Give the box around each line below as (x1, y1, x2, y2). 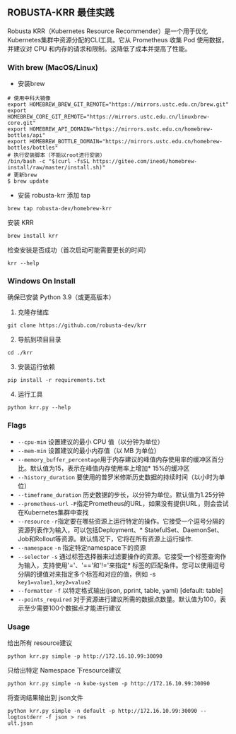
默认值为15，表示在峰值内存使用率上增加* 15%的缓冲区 (30, 464, 190, 472)
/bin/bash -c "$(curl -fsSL (7, 158, 90, 165)
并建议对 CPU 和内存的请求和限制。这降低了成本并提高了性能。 (7, 44, 191, 53)
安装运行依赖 (17, 363, 55, 371)
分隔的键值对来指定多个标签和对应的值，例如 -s (17, 570, 156, 578)
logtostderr (7, 714, 42, 721)
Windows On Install (7, 276, 76, 286)
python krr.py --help (7, 404, 71, 411)
